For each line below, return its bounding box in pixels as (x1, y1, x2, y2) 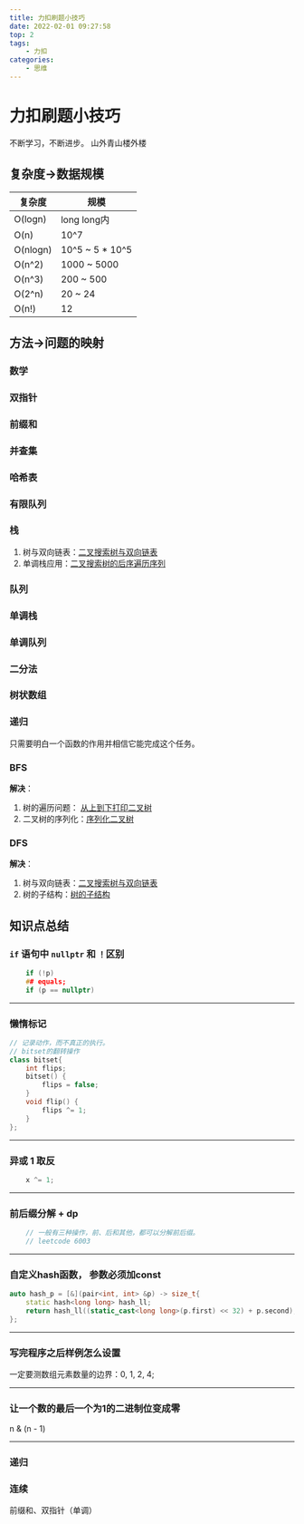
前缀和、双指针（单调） (9, 1505, 97, 1516)
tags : (9, 38, 30, 48)
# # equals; (25, 976, 67, 986)
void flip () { (25, 1098, 79, 1107)
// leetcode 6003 (25, 1237, 91, 1246)
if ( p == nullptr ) (25, 985, 95, 995)
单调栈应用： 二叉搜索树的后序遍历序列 (22, 558, 166, 568)
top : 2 (9, 30, 34, 39)
